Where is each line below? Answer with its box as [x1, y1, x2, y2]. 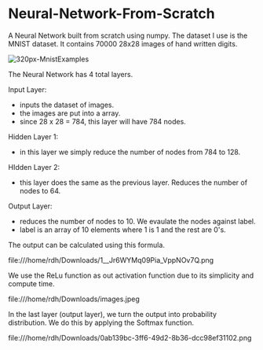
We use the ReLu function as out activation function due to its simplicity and [8, 271, 254, 280]
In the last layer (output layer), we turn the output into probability [8, 309, 217, 319]
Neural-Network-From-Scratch [8, 5, 215, 23]
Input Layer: [8, 84, 47, 94]
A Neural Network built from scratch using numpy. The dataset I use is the [8, 31, 248, 40]
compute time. [8, 278, 55, 288]
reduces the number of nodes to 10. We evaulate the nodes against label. [19, 216, 256, 226]
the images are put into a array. [19, 108, 121, 118]
